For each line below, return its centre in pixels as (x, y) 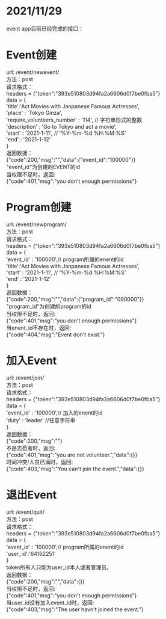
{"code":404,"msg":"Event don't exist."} (56, 334)
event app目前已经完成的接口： (45, 28)
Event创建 (32, 55)
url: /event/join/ (25, 378)
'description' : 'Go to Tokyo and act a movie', (62, 126)
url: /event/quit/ (26, 512)
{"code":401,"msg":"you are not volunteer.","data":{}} (72, 455)
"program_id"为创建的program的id (49, 306)
